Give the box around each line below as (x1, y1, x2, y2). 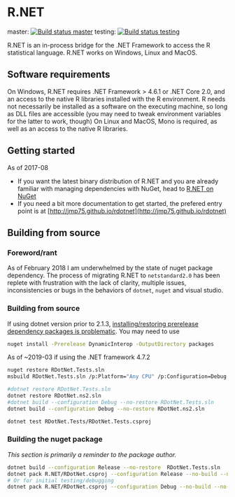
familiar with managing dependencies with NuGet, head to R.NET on (17, 184, 214, 192)
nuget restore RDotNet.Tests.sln (7, 367, 105, 374)
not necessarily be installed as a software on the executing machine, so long (7, 102, 228, 111)
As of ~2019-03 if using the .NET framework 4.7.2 (7, 353, 150, 361)
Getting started (7, 145, 76, 157)
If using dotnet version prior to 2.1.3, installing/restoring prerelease (7, 319, 199, 328)
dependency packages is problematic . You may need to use (7, 327, 180, 335)
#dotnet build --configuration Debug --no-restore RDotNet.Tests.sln (7, 398, 215, 406)
